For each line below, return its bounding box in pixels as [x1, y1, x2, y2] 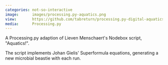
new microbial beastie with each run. [5, 55, 81, 61]
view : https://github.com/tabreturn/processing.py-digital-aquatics [5, 16, 164, 21]
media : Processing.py [5, 21, 61, 26]
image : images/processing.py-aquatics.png [5, 12, 106, 17]
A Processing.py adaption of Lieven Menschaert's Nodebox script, [5, 35, 142, 41]
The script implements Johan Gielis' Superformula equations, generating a [5, 50, 158, 56]
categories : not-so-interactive [5, 7, 72, 12]
